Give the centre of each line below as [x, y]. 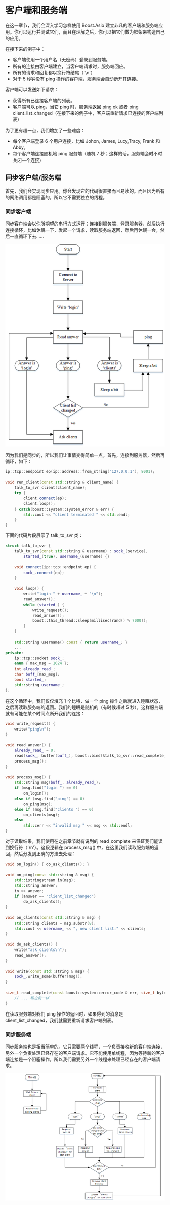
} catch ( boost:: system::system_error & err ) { [64, 509]
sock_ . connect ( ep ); [44, 573]
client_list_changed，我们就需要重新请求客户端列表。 [61, 1020]
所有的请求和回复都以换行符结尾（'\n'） [54, 72]
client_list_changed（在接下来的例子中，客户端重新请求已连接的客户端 [86, 113]
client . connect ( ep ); [45, 498]
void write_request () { [30, 724]
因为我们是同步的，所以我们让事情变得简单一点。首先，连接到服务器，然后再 [85, 455]
